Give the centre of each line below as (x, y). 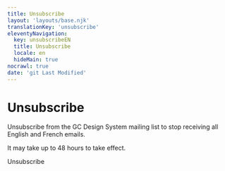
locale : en (30, 53)
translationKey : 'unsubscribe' (53, 27)
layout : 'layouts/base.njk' (49, 20)
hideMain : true (36, 60)
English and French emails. (47, 134)
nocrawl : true (28, 66)
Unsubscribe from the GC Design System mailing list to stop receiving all (113, 127)
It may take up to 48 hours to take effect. (67, 148)
